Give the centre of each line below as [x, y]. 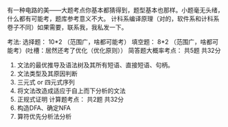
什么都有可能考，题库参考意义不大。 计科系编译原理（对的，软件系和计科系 [113, 19]
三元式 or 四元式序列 [46, 82]
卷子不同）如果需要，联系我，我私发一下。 [67, 27]
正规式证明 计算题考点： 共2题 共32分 [70, 99]
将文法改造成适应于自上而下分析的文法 [71, 91]
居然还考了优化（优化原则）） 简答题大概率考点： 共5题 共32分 [133, 50]
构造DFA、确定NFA [44, 108]
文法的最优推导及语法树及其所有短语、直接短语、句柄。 [95, 65]
